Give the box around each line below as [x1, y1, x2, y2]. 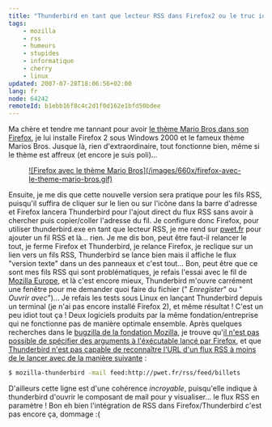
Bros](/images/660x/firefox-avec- [128, 166, 241, 175]
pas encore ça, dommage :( [8, 409, 101, 419]
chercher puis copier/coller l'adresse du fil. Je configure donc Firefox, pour [8, 216, 259, 226]
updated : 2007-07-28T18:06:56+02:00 [8, 79, 132, 87]
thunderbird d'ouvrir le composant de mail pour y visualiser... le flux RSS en [8, 392, 261, 401]
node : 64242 [8, 95, 49, 103]
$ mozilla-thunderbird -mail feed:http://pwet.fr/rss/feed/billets [8, 369, 241, 377]
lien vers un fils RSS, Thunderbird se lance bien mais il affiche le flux [8, 250, 237, 260]
